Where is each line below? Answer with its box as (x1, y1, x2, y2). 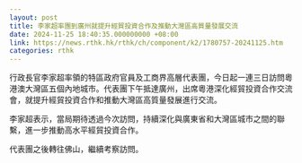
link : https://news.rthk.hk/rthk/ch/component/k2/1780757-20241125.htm (9, 38, 283, 47)
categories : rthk (9, 47, 75, 56)
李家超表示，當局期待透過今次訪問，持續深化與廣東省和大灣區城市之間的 (9, 114, 277, 124)
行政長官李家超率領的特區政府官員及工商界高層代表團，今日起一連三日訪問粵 (9, 73, 293, 83)
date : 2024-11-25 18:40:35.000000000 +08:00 (9, 30, 179, 39)
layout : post (9, 13, 58, 22)
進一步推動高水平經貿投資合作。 (24, 124, 144, 135)
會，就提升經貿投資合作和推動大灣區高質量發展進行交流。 (9, 95, 222, 106)
